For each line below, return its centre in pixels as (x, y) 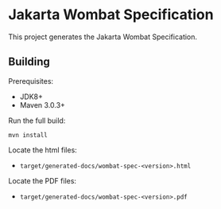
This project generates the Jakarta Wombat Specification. (103, 37)
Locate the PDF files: (43, 180)
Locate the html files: (43, 150)
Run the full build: (37, 120)
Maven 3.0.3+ (43, 104)
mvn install (28, 135)
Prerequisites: (31, 81)
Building (29, 62)
